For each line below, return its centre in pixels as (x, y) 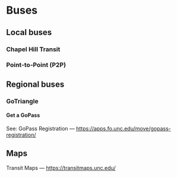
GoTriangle (22, 101)
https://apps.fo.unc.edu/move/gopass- (124, 128)
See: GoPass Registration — (41, 128)
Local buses (29, 32)
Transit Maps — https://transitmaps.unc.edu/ (61, 167)
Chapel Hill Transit (33, 49)
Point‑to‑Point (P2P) (36, 65)
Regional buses (35, 84)
